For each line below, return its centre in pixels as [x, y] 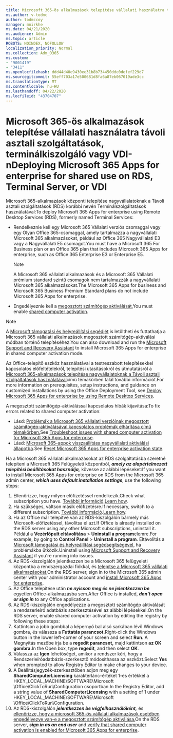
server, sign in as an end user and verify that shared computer [80, 725]
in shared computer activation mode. [45, 353]
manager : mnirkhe [24, 24]
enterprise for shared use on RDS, [80, 176]
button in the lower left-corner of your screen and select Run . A [80, 637]
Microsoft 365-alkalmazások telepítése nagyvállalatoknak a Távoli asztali [83, 374]
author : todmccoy [24, 20]
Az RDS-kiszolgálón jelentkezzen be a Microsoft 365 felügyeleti [80, 561]
